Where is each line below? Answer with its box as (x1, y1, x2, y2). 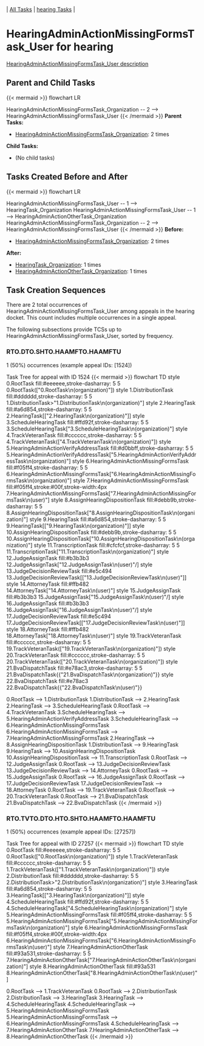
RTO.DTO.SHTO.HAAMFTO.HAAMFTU (6, 348, 121, 356)
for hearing (56, 40, 114, 54)
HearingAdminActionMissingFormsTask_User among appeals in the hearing (6, 307, 195, 315)
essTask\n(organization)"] (6, 457, 71, 465)
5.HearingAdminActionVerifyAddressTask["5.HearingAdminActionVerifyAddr (6, 451, 197, 458)
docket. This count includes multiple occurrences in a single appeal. (6, 314, 177, 321)
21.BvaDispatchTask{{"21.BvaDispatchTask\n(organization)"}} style (6, 670, 174, 678)
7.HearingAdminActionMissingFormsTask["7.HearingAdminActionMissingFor (6, 490, 197, 497)
